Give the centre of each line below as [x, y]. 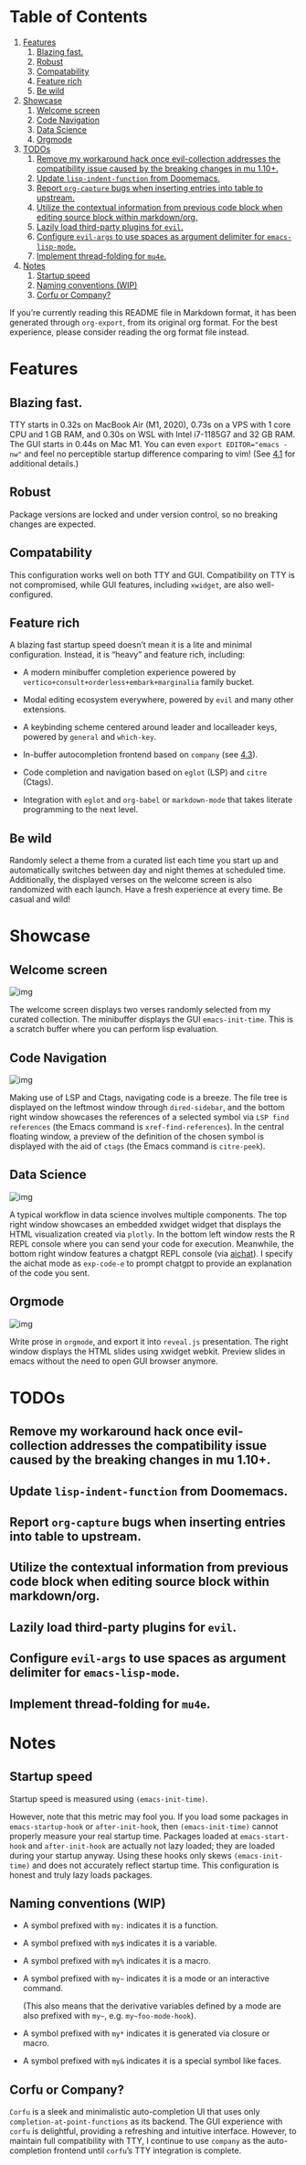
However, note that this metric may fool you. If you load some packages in [149, 1817]
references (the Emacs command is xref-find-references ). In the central [147, 1126]
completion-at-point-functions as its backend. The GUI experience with [146, 2122]
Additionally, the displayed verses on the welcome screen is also [131, 880]
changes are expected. [53, 524]
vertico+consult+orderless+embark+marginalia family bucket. [138, 682]
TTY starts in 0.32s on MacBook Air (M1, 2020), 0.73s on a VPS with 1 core [150, 424]
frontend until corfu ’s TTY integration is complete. [148, 2150]
